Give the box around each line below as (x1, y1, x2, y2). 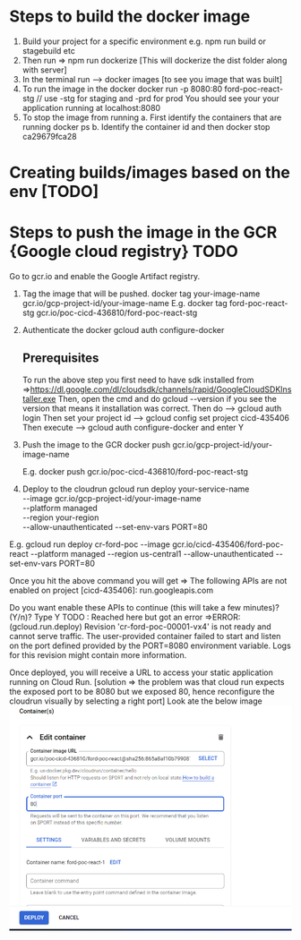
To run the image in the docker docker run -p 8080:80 (21, 83, 223, 94)
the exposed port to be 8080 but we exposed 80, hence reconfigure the (9, 686, 275, 696)
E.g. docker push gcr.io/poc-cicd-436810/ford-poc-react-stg (21, 466, 249, 476)
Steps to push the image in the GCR (9, 222, 278, 243)
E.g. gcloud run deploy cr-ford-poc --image (9, 539, 170, 550)
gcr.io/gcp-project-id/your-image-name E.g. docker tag (21, 298, 228, 309)
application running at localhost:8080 (21, 102, 161, 113)
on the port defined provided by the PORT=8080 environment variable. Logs (9, 640, 291, 651)
